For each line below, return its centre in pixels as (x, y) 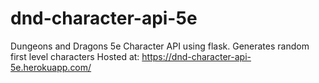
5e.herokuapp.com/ (51, 67)
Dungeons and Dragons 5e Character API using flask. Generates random (160, 46)
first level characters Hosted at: (75, 56)
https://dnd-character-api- (196, 56)
